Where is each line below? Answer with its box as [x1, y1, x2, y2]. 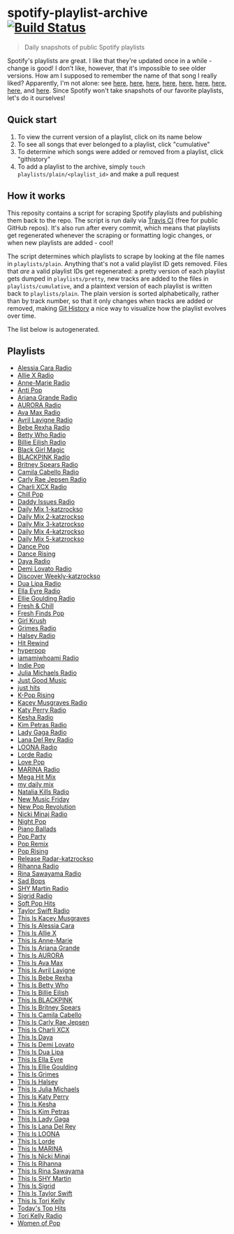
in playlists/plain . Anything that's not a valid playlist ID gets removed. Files [7, 259, 228, 267]
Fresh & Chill [17, 602, 54, 610]
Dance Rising [17, 549, 56, 558]
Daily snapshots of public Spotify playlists [24, 43, 145, 51]
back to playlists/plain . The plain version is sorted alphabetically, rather [7, 289, 219, 297]
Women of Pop [17, 1219, 61, 1228]
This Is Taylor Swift [17, 1189, 73, 1198]
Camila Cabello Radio [17, 468, 79, 477]
